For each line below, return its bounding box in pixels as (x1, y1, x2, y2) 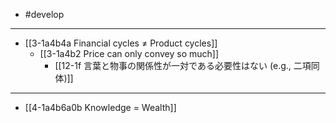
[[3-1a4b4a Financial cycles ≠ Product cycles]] (24, 37, 218, 49)
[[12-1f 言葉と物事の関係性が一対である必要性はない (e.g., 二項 (54, 60, 312, 71)
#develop (24, 9, 65, 20)
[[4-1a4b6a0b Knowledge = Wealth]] (24, 102, 177, 113)
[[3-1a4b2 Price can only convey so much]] (39, 48, 220, 59)
